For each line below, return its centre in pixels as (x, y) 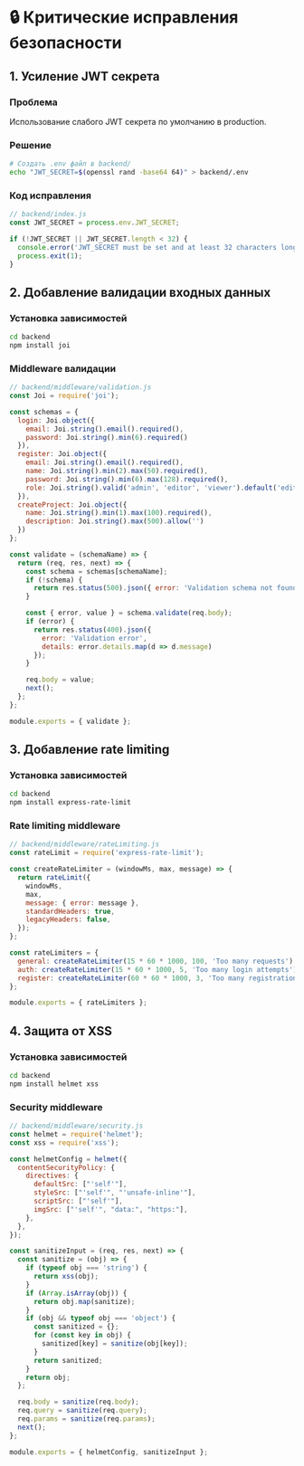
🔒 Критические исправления (124, 18)
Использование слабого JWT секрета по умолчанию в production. (138, 121)
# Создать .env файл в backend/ (70, 164)
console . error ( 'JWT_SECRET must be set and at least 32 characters (147, 247)
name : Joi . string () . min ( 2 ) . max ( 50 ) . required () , (117, 471)
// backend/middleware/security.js (76, 1126)
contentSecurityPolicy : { (66, 1167)
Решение (31, 145)
